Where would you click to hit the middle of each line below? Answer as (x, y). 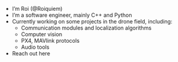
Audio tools (35, 47)
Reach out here (31, 53)
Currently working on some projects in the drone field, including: (92, 21)
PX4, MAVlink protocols (50, 41)
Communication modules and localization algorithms (86, 28)
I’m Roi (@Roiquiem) (37, 9)
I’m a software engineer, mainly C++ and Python (72, 15)
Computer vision (41, 34)
